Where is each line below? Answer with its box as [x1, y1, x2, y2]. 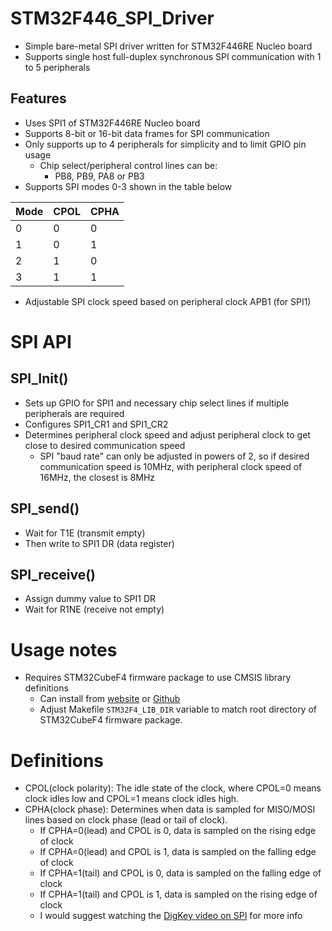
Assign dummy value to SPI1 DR [24, 593, 157, 605]
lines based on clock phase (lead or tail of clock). [24, 814, 228, 826]
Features [10, 90, 67, 107]
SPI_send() [10, 500, 80, 517]
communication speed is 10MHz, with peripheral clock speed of [39, 460, 303, 472]
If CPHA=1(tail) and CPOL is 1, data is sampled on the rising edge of [39, 888, 318, 901]
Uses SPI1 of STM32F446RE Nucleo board [24, 117, 201, 129]
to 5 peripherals [24, 61, 91, 73]
